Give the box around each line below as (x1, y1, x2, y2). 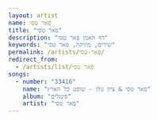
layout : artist (8, 11, 59, 20)
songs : (8, 70, 30, 78)
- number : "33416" (15, 77, 77, 85)
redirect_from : (8, 56, 59, 64)
